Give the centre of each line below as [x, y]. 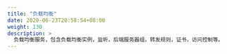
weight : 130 [25, 27]
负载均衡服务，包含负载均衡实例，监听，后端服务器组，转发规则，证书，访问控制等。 [118, 40]
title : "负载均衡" [32, 14]
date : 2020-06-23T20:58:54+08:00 [56, 20]
